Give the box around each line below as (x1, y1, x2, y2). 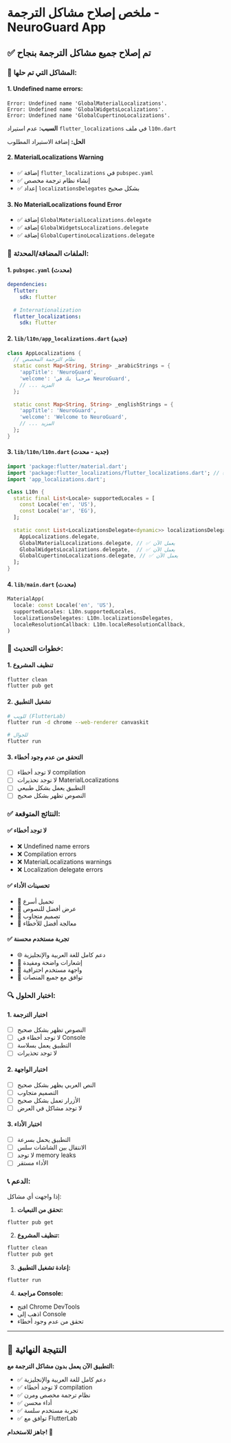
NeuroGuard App (7, 19, 107, 35)
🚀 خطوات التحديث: (7, 644, 64, 653)
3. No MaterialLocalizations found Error (7, 200, 122, 208)
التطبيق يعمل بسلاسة (16, 1041, 71, 1050)
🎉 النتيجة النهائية (7, 1344, 67, 1355)
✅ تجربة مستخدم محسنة (7, 935, 69, 943)
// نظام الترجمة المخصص (13, 356, 76, 363)
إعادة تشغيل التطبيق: (16, 1263, 71, 1272)
